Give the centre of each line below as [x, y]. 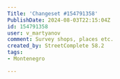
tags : [15, 53]
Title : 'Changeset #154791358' [53, 14]
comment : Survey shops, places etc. [60, 39]
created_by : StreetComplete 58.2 [56, 46]
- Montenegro [26, 59]
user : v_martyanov [34, 33]
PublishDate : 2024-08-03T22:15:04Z [59, 20]
